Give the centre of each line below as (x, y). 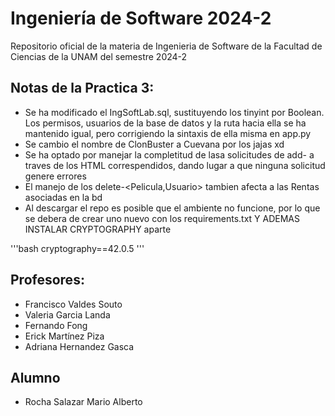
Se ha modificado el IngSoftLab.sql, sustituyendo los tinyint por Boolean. (174, 112)
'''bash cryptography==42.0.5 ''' (77, 248)
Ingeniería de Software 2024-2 (141, 18)
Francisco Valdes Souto (73, 304)
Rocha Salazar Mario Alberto (83, 402)
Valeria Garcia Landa (67, 314)
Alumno (35, 377)
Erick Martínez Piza (64, 336)
